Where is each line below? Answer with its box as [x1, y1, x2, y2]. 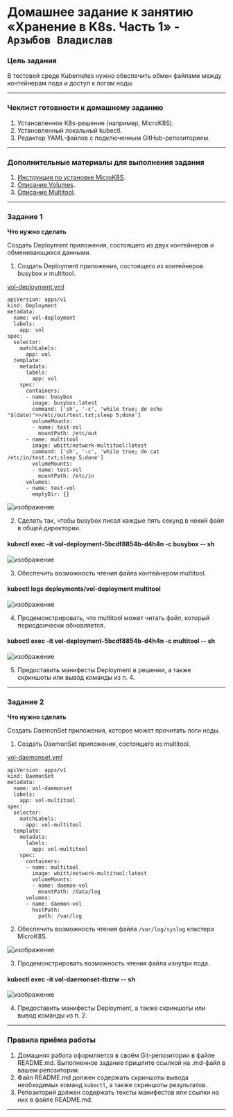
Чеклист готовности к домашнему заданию [7, 103, 164, 113]
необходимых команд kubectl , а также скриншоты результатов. [17, 1080, 207, 1089]
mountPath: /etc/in [37, 473, 95, 480]
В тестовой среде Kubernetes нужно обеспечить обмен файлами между [7, 72, 222, 80]
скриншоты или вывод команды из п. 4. [17, 673, 135, 681]
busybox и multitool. [17, 269, 76, 278]
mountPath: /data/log [37, 888, 101, 895]
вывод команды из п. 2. [17, 1011, 88, 1020]
